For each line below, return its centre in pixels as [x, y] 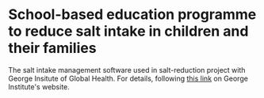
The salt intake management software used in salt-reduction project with [127, 70]
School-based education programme [132, 15]
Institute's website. [39, 87]
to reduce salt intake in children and [128, 31]
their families [52, 48]
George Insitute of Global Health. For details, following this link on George [128, 78]
